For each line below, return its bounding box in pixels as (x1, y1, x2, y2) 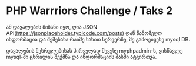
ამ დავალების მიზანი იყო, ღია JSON (6, 23, 98, 30)
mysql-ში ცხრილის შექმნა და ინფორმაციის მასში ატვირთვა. (6, 53, 157, 60)
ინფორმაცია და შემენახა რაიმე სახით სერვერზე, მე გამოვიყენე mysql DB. (6, 36, 190, 43)
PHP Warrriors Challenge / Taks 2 (6, 4, 173, 18)
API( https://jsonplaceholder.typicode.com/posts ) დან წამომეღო (6, 29, 162, 36)
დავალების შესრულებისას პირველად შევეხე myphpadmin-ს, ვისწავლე (6, 47, 183, 54)
